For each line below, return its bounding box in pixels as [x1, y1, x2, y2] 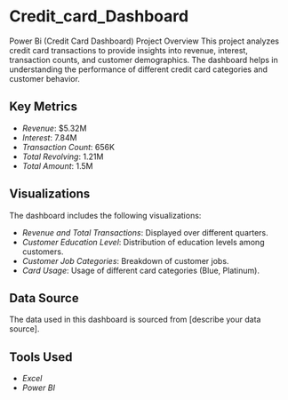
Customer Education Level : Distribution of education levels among [21, 236, 265, 247]
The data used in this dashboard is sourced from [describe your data [9, 314, 261, 325]
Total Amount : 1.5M [21, 160, 93, 171]
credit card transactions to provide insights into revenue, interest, [9, 44, 249, 55]
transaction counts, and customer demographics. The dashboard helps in [9, 54, 278, 65]
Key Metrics [9, 100, 78, 115]
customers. [21, 246, 64, 257]
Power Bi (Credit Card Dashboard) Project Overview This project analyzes [9, 36, 280, 46]
